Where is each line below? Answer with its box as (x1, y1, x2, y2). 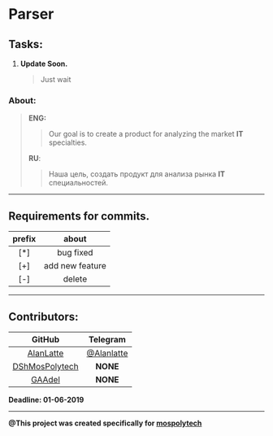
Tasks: (8, 37, 43, 51)
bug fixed (56, 247, 93, 259)
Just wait (40, 75, 71, 84)
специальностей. (48, 178, 108, 188)
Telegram (88, 334, 126, 345)
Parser (8, 5, 54, 24)
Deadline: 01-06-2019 (8, 395, 84, 404)
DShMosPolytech (12, 360, 79, 372)
